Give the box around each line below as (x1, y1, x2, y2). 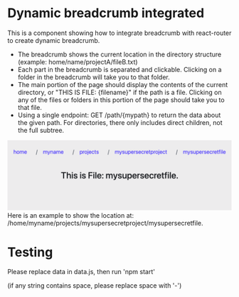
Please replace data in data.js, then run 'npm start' (7, 268, 155, 276)
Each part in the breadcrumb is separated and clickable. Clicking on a (17, 65, 222, 74)
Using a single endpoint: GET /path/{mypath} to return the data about (17, 111, 221, 119)
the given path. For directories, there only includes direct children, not (17, 118, 223, 126)
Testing (7, 244, 53, 260)
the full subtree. (17, 126, 65, 134)
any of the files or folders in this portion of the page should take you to (17, 95, 225, 104)
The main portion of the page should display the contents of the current (17, 80, 228, 89)
